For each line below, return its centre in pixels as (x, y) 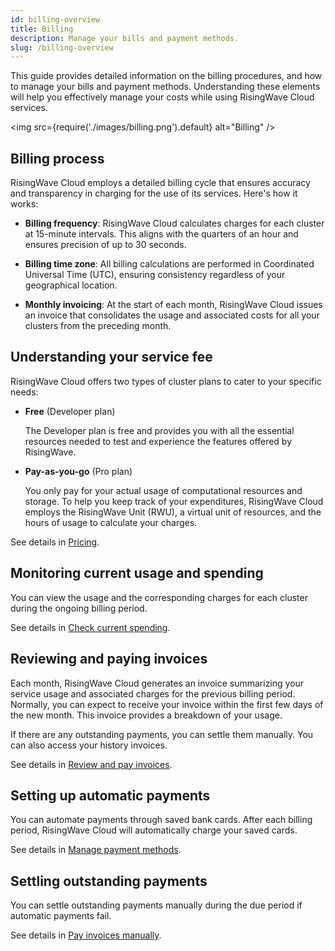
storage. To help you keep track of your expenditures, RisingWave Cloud (174, 501)
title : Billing (42, 29)
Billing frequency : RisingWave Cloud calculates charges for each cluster (174, 223)
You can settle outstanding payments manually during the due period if (156, 905)
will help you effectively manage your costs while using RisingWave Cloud (162, 97)
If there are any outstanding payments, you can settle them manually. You (162, 734)
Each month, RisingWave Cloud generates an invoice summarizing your (157, 683)
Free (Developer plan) (70, 411)
